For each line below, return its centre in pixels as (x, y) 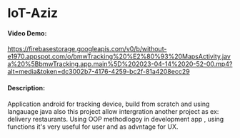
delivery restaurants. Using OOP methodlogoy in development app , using (116, 119)
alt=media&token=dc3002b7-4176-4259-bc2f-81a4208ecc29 (99, 72)
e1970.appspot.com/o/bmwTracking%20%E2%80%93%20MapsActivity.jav (119, 57)
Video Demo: (27, 33)
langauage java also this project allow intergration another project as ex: (113, 111)
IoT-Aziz (33, 13)
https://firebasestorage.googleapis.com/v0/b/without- (87, 49)
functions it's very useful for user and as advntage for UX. (93, 127)
